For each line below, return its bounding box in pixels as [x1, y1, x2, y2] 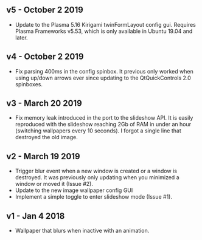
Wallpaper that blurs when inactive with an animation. [15, 227, 150, 235]
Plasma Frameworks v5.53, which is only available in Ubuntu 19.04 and [15, 27, 193, 35]
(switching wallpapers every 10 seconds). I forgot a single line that [15, 127, 181, 134]
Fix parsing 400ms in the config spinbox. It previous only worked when [15, 67, 193, 75]
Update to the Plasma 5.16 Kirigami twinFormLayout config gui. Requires [15, 21, 196, 28]
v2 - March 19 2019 [6, 151, 80, 162]
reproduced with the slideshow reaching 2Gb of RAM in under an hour [15, 121, 192, 128]
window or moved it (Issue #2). [15, 180, 93, 188]
